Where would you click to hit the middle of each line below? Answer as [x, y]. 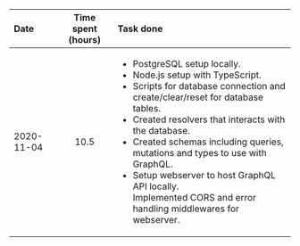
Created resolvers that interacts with [209, 119]
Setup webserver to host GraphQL [204, 175]
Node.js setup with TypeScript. [197, 75]
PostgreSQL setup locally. [187, 64]
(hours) [84, 40]
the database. [161, 131]
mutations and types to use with [200, 153]
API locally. [156, 186]
